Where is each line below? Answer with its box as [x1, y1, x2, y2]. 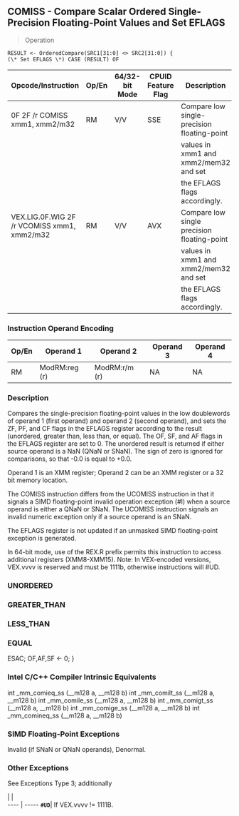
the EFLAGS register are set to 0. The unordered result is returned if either [7, 439, 225, 448]
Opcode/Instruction [11, 80, 80, 90]
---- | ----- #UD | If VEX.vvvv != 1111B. [7, 800, 114, 809]
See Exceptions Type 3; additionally [7, 779, 112, 787]
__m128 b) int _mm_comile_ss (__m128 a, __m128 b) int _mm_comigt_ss [7, 695, 213, 705]
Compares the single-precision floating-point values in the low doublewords [7, 409, 230, 418]
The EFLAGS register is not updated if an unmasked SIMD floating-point [7, 526, 218, 535]
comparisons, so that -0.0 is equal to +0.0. [7, 454, 132, 463]
